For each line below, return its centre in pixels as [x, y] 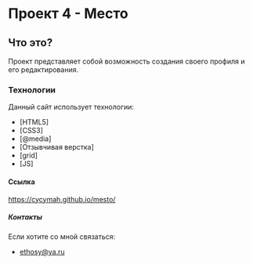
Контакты [25, 217]
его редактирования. [43, 70]
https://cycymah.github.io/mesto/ [62, 199]
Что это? [31, 43]
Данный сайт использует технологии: [71, 107]
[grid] [28, 156]
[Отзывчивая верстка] [56, 147]
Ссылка [22, 182]
